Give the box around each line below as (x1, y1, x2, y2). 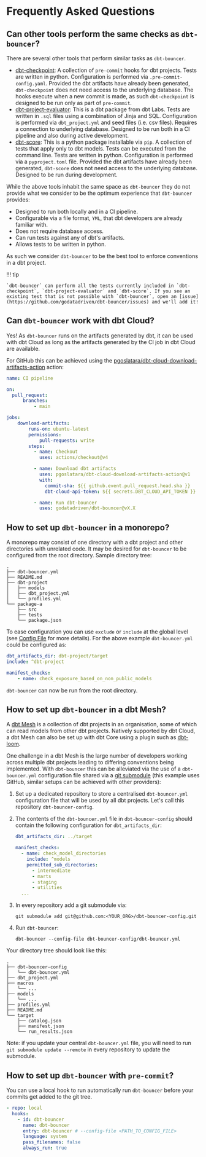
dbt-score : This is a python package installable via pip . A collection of (15, 138, 192, 146)
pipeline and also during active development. (15, 132, 129, 139)
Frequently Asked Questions (6, 4, 155, 18)
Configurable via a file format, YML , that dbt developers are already (15, 214, 183, 222)
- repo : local (6, 1105, 43, 1111)
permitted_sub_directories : (26, 861, 98, 868)
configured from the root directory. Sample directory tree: (6, 552, 152, 559)
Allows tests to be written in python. (15, 241, 106, 248)
